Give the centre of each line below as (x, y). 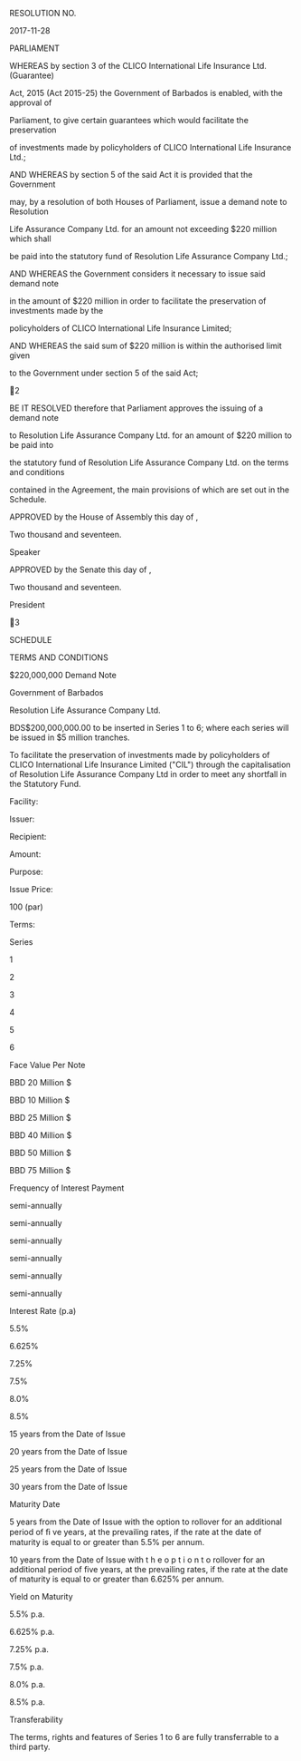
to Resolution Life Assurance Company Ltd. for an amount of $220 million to (150, 435)
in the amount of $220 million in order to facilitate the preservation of (138, 301)
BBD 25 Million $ (40, 1118)
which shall (30, 238)
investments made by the (56, 311)
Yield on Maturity (42, 1596)
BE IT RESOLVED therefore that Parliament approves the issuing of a (136, 408)
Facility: (24, 801)
